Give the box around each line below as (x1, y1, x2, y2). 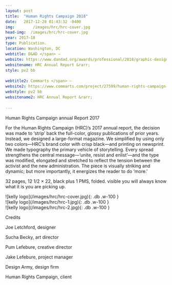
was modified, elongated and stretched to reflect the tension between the (5, 157, 161, 163)
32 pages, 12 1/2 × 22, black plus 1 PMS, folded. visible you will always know (5, 178, 167, 184)
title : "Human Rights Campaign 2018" (5, 13, 88, 19)
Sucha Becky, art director (5, 234, 59, 240)
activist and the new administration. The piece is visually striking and (5, 163, 150, 169)
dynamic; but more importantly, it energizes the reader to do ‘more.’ (5, 168, 148, 174)
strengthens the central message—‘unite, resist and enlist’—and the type (5, 151, 159, 158)
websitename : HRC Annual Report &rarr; (5, 62, 91, 68)
